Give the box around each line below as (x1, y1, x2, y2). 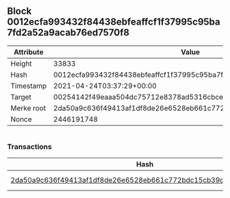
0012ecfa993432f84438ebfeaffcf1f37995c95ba (7, 16, 220, 28)
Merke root (10, 103, 47, 112)
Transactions (7, 142, 53, 151)
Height (10, 58, 32, 68)
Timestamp (10, 81, 47, 90)
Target (10, 92, 32, 101)
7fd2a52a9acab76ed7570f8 (7, 27, 130, 38)
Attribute (13, 47, 44, 57)
